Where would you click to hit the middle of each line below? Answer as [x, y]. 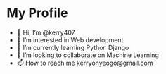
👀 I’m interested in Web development [70, 39]
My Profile [37, 13]
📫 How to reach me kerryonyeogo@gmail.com [85, 63]
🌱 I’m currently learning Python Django [73, 47]
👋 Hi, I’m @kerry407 [46, 32]
